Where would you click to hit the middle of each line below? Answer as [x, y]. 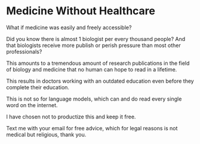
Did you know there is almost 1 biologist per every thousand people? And [96, 39]
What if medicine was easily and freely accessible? [69, 27]
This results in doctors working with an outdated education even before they [100, 81]
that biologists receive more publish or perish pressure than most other [93, 45]
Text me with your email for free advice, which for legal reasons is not [92, 128]
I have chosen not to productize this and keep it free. [71, 117]
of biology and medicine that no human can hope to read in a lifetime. [92, 69]
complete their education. [38, 87]
